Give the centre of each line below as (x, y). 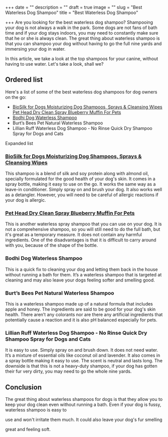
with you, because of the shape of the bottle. (52, 245)
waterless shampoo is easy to (36, 410)
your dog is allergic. (26, 200)
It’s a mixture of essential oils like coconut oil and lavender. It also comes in (83, 355)
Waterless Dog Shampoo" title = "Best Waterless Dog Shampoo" (72, 13)
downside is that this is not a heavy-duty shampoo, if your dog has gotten (81, 366)
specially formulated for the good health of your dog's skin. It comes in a (80, 179)
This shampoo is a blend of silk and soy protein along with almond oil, (77, 174)
